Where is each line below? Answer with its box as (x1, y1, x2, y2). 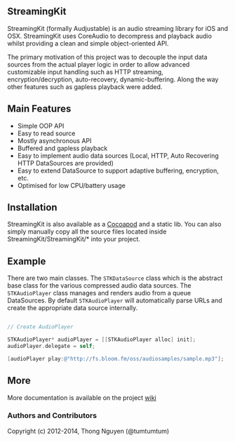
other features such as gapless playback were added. (7, 82, 163, 91)
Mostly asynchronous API (17, 136, 92, 145)
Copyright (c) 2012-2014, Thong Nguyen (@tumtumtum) (7, 427, 170, 435)
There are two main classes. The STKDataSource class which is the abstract (7, 274, 223, 283)
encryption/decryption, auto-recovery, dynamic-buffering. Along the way (7, 75, 219, 83)
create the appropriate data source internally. (7, 304, 138, 312)
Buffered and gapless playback (17, 144, 108, 152)
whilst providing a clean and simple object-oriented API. (7, 39, 169, 48)
